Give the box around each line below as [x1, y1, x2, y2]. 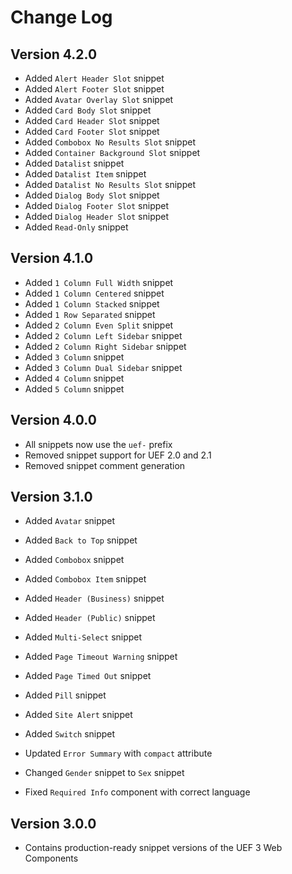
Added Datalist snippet [24, 157, 125, 169]
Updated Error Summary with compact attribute [24, 747, 213, 760]
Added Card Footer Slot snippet [24, 126, 160, 137]
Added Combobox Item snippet [24, 573, 147, 585]
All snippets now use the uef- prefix [24, 438, 173, 450]
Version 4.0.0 [10, 412, 97, 429]
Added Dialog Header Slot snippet [24, 211, 170, 222]
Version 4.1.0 [10, 250, 94, 267]
